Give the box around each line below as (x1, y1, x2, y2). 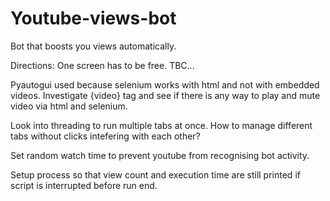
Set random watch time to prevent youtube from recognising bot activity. (10, 149, 310, 161)
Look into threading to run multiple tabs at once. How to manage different (10, 119, 313, 131)
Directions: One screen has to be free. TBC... (10, 59, 195, 71)
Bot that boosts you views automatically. (10, 40, 177, 52)
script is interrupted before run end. (10, 179, 158, 191)
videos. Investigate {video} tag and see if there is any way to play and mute (10, 89, 321, 101)
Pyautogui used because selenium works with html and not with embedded (10, 78, 320, 91)
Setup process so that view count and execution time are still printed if (10, 168, 301, 181)
